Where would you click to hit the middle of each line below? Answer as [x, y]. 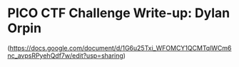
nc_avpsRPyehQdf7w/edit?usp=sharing [65, 56]
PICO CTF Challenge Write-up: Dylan [119, 13]
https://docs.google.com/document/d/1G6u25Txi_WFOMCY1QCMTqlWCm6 [121, 48]
